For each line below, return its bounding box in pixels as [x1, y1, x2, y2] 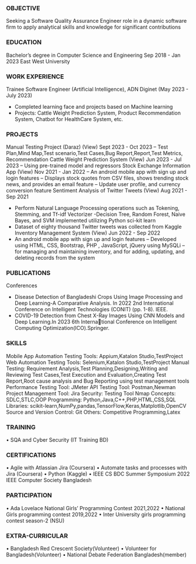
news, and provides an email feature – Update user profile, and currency [6, 181, 181, 188]
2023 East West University [6, 57, 70, 65]
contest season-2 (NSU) [6, 517, 65, 524]
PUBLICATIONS [6, 269, 51, 277]
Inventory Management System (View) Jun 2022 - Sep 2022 [14, 229, 161, 236]
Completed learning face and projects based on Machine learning [14, 103, 173, 110]
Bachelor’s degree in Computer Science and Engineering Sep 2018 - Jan [6, 51, 181, 59]
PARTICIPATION [6, 491, 52, 500]
